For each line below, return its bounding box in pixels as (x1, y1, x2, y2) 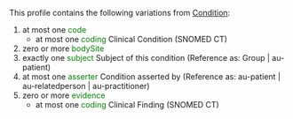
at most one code (21, 25, 87, 34)
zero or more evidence (21, 90, 106, 100)
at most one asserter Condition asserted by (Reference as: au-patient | (21, 71, 281, 82)
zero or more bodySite (21, 43, 105, 54)
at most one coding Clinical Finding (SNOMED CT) (35, 100, 219, 109)
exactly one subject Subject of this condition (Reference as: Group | (21, 53, 271, 63)
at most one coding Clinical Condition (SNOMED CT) (35, 34, 228, 44)
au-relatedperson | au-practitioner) (21, 81, 150, 91)
